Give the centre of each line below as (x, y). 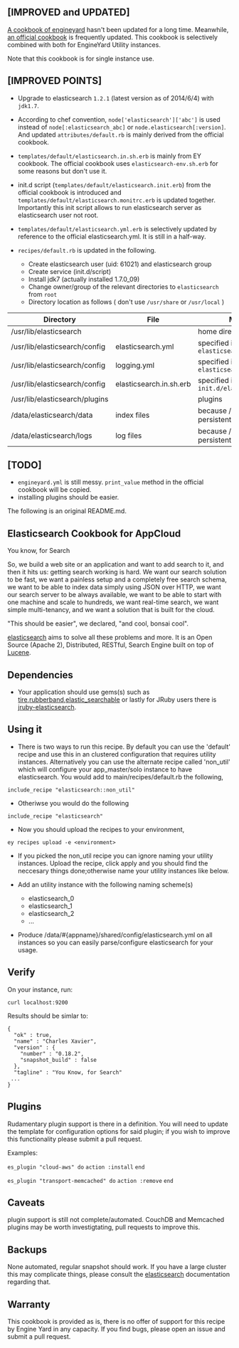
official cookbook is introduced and (70, 192)
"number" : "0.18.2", (52, 1053)
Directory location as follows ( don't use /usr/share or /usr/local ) (126, 302)
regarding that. (29, 1282)
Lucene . (19, 653)
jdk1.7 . (28, 105)
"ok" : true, (33, 1035)
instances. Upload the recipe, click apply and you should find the (113, 863)
